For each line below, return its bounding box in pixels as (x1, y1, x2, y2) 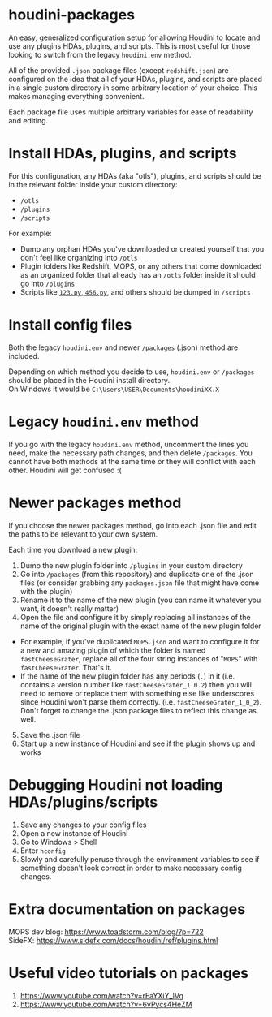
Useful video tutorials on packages (8, 963, 249, 982)
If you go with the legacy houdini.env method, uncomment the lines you (8, 439, 249, 449)
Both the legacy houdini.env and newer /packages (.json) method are (8, 343, 239, 352)
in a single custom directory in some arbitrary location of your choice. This (8, 83, 258, 93)
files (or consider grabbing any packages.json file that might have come (19, 578, 260, 588)
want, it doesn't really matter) (19, 603, 119, 614)
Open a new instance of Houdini (19, 828, 128, 838)
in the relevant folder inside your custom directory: (8, 179, 178, 189)
